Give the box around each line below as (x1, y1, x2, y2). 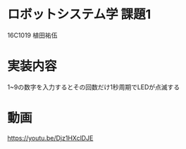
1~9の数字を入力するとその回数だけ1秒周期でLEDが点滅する (7, 82, 180, 91)
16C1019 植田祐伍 (7, 31, 58, 39)
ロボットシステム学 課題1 (7, 6, 151, 22)
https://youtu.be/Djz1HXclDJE (7, 134, 94, 142)
